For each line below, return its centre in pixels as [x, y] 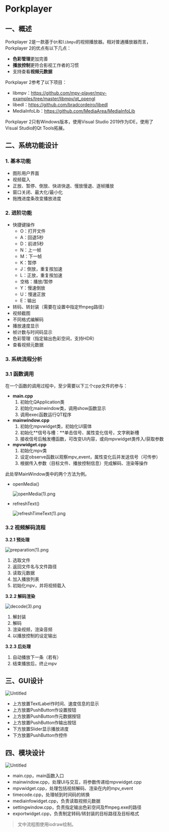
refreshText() [26, 504]
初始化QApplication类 [42, 402]
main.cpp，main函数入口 [38, 776]
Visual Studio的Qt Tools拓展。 [36, 128]
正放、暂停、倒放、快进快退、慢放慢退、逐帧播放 [63, 186]
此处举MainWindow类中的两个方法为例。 [47, 474]
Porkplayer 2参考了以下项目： [36, 82]
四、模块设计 [25, 753]
